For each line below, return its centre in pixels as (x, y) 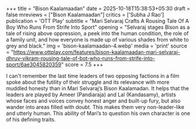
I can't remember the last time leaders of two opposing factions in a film (93, 76)
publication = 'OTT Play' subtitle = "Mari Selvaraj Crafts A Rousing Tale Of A (97, 21)
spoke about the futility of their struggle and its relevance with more (88, 82)
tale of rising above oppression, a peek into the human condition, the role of (97, 33)
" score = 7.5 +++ (82, 64)
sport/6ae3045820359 (34, 64)
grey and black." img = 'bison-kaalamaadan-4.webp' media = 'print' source (97, 46)
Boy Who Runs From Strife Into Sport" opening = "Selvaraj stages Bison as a (98, 27)
